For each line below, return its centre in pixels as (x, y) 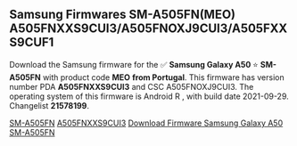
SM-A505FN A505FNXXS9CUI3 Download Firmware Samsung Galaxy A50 (146, 123)
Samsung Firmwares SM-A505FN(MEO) (123, 15)
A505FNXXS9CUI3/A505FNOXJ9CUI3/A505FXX (148, 29)
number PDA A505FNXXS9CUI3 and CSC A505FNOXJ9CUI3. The (132, 86)
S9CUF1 (32, 42)
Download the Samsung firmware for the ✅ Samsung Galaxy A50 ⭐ (134, 64)
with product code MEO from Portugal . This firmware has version (164, 77)
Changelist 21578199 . (49, 105)
